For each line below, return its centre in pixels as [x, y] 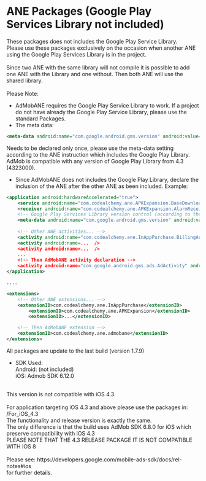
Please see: [21, 459]
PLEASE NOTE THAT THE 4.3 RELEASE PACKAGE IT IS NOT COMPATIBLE [99, 440]
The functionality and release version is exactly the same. [79, 420]
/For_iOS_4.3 [22, 413]
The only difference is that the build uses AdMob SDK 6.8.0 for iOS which [99, 427]
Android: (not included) [44, 369]
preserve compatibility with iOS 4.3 [51, 433]
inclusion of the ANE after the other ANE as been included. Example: [101, 186]
